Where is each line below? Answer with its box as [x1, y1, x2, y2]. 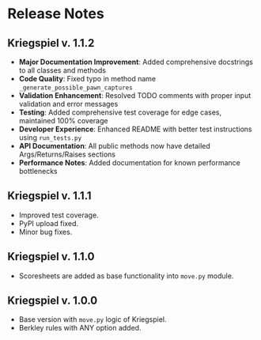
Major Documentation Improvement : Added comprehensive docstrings [18, 57, 254, 66]
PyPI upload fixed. [18, 218, 79, 228]
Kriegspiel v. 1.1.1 [7, 189, 92, 202]
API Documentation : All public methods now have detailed [18, 142, 210, 150]
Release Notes [7, 5, 104, 23]
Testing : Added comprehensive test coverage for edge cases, [18, 108, 222, 117]
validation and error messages [18, 100, 119, 108]
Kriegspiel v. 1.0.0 [7, 294, 98, 308]
